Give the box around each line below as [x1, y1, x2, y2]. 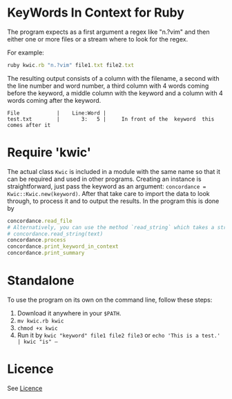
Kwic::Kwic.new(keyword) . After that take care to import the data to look [7, 189, 211, 197]
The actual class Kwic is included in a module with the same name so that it [7, 167, 221, 175]
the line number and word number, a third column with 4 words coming [7, 81, 209, 90]
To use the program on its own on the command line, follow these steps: [7, 295, 213, 304]
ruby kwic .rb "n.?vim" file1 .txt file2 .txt [7, 61, 135, 68]
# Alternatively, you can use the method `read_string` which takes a [7, 224, 215, 231]
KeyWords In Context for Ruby [7, 5, 185, 21]
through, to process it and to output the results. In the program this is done [7, 197, 220, 205]
